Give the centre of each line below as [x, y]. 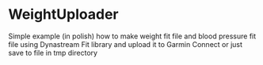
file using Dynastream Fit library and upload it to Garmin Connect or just [126, 44]
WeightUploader [63, 14]
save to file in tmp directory [53, 52]
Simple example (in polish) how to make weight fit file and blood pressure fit [132, 36]
